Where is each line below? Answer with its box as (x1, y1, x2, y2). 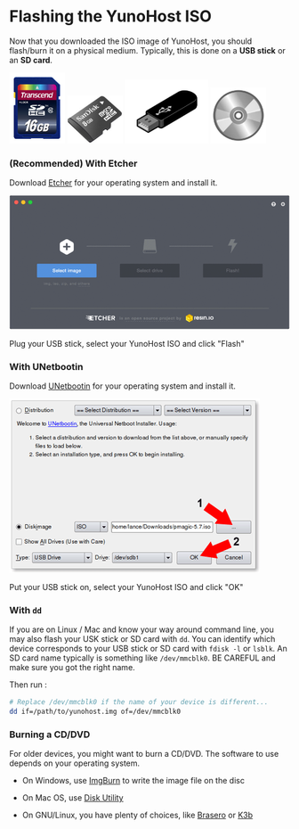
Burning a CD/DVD (9, 728, 91, 741)
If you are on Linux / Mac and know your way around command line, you (9, 624, 274, 635)
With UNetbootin (9, 360, 84, 373)
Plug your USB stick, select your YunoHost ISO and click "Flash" (9, 338, 245, 349)
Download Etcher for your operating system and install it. (9, 177, 218, 188)
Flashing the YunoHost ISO (9, 6, 212, 27)
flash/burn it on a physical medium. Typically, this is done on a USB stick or (9, 45, 287, 55)
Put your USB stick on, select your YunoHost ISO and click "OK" (9, 582, 244, 593)
